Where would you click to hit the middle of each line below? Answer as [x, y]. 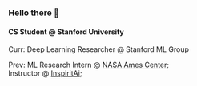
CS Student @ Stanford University [66, 32]
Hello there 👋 [34, 13]
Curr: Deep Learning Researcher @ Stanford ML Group [99, 49]
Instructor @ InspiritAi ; [45, 73]
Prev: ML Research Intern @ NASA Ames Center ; [89, 65]
